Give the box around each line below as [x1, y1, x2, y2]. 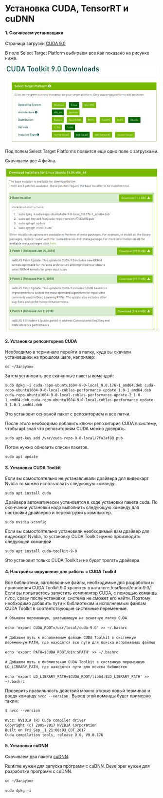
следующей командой [5, 539, 52, 545]
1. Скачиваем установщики [5, 30, 64, 36]
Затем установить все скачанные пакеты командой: [5, 373, 114, 379]
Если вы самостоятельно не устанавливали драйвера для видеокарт [5, 475, 149, 481]
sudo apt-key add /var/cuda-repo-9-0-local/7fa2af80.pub [5, 436, 123, 441]
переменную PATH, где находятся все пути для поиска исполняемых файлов [5, 640, 156, 645]
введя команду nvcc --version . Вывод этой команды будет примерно [5, 692, 151, 699]
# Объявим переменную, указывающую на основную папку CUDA [5, 615, 127, 621]
